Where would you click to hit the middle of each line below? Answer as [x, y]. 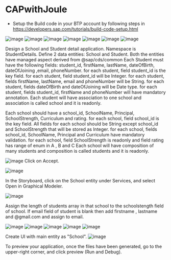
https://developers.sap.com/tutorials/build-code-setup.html [76, 29]
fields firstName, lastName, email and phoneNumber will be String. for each [85, 81]
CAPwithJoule [36, 9]
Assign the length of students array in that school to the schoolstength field [84, 206]
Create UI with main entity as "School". [46, 237]
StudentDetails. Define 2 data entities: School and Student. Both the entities [85, 54]
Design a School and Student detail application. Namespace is [71, 49]
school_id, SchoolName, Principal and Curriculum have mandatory [75, 134]
